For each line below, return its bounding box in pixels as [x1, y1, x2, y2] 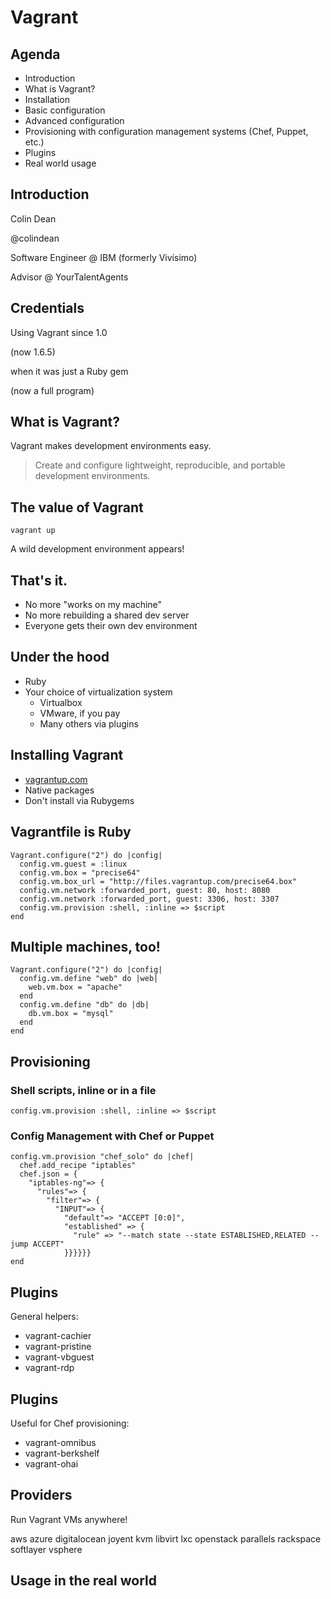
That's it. [10, 572, 68, 589]
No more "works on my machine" [24, 599, 163, 611]
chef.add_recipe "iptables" [19, 1161, 137, 1171]
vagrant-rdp [24, 1362, 75, 1374]
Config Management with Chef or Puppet [10, 1129, 215, 1143]
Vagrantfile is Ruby [10, 824, 132, 841]
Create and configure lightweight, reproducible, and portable [34, 459, 286, 471]
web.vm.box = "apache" [28, 982, 123, 993]
